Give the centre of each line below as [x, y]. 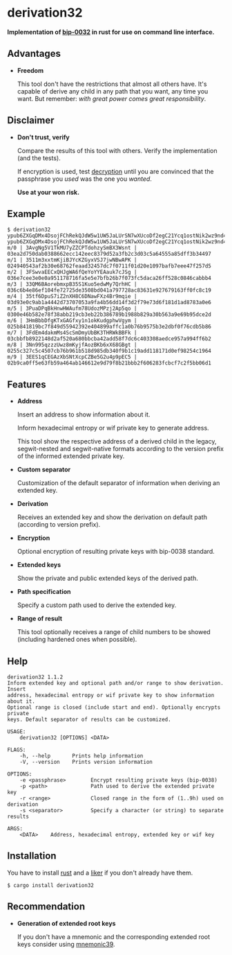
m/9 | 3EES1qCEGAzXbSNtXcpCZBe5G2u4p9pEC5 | [72, 357]
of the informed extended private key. [71, 456]
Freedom [30, 70]
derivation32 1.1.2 [35, 677]
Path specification [44, 592]
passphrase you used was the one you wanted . [84, 179]
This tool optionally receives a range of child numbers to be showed [114, 632]
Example [26, 214]
